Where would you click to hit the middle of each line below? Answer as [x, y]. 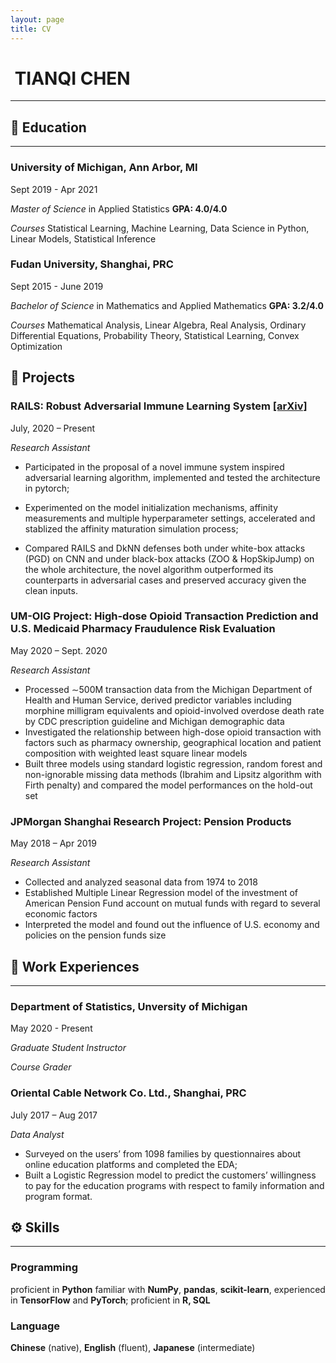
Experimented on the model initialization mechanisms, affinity [151, 507]
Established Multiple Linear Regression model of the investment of [161, 893]
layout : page [37, 19]
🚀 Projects [43, 377]
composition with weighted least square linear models [136, 753]
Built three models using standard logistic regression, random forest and [173, 763]
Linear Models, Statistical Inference [83, 238]
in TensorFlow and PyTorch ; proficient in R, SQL [110, 1300]
